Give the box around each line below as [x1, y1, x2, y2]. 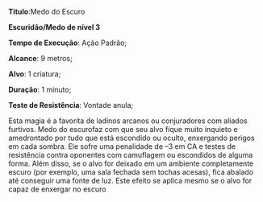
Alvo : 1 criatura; [8, 69, 61, 79]
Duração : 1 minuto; [8, 85, 72, 94]
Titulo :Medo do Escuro [8, 7, 86, 16]
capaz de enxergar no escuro [8, 184, 106, 194]
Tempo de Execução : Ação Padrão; [8, 38, 127, 47]
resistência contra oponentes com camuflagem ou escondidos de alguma [8, 150, 253, 159]
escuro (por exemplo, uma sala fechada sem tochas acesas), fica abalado [8, 167, 254, 176]
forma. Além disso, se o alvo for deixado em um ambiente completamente [8, 159, 254, 168]
